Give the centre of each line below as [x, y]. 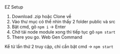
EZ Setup [14, 7]
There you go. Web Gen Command [47, 37]
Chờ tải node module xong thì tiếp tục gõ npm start [64, 32]
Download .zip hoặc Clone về [42, 16]
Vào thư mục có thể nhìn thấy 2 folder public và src [63, 22]
